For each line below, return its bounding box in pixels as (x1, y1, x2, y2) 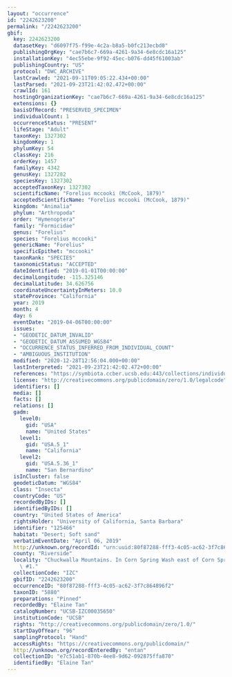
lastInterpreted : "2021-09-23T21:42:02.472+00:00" (13, 364, 162, 371)
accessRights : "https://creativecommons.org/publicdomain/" (13, 640, 190, 647)
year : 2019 (13, 299, 45, 306)
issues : (13, 325, 36, 332)
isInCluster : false (13, 473, 70, 480)
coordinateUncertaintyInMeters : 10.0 (13, 286, 122, 294)
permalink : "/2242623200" (7, 23, 81, 30)
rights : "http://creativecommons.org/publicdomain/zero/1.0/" (13, 621, 196, 628)
